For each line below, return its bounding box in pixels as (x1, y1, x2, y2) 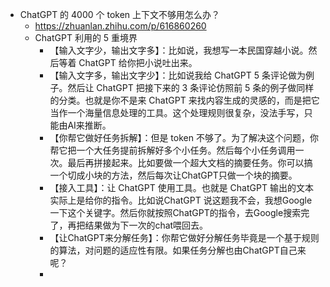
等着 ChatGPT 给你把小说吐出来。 (58, 57, 198, 68)
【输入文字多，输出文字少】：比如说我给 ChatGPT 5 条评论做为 (49, 69, 306, 81)
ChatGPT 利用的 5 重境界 (34, 32, 138, 43)
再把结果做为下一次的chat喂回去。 (67, 219, 209, 231)
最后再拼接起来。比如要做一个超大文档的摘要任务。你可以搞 (67, 157, 313, 168)
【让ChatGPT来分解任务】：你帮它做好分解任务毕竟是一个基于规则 (49, 232, 320, 243)
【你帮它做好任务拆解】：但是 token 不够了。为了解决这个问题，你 (49, 132, 319, 143)
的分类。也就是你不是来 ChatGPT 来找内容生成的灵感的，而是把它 (49, 94, 320, 106)
